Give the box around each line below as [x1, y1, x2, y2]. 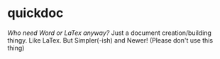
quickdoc [7, 5, 64, 21]
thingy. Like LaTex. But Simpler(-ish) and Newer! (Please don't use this [7, 36, 214, 44]
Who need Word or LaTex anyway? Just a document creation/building [7, 28, 211, 37]
